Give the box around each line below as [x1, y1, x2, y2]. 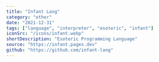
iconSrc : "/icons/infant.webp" [6, 31, 84, 37]
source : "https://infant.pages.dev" [6, 42, 97, 48]
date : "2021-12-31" [6, 19, 55, 25]
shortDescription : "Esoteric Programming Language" [6, 36, 137, 42]
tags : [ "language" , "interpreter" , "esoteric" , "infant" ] [6, 25, 154, 31]
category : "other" [6, 14, 52, 20]
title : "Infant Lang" [6, 8, 60, 15]
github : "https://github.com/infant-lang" [6, 47, 114, 53]
